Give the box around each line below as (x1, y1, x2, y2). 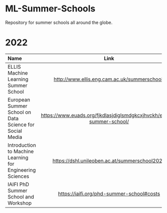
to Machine (7, 148, 34, 155)
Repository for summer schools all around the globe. (5, 19, 113, 25)
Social (7, 127, 22, 134)
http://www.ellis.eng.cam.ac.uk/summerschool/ (54, 76, 165, 83)
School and (7, 193, 34, 200)
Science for (7, 121, 35, 128)
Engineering (7, 166, 36, 173)
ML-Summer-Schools (5, 3, 96, 14)
